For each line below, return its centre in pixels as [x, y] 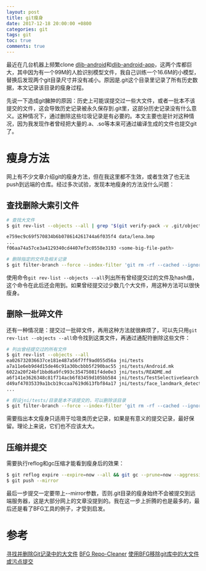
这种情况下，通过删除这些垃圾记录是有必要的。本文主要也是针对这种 [103, 116]
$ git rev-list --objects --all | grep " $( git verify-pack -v [87, 226]
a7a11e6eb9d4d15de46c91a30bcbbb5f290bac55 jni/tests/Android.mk [90, 367]
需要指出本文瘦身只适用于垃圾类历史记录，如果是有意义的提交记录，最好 [97, 419]
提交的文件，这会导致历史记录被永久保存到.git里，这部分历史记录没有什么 [99, 108]
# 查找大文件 [21, 220]
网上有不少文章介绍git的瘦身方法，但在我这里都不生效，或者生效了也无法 [98, 176]
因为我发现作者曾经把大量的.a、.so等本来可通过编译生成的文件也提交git [107, 123]
